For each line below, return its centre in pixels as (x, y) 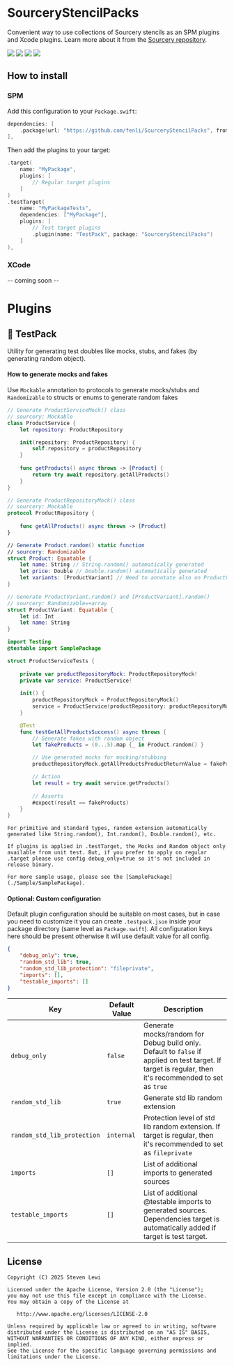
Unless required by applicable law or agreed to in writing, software (112, 1327)
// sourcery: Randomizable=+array (57, 603)
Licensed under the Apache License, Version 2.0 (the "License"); (106, 1290)
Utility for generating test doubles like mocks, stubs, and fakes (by (102, 351)
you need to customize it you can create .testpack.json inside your (104, 921)
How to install (38, 76)
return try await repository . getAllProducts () (101, 475)
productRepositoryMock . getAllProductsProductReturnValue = (120, 764)
